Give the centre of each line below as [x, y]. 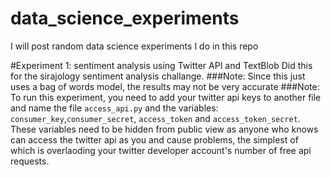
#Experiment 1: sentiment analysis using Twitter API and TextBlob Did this [161, 65]
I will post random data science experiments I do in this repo [134, 46]
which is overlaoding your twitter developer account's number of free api [161, 150]
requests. [30, 161]
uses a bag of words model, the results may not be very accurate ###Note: [165, 86]
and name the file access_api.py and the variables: [114, 108]
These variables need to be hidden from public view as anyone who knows [164, 129]
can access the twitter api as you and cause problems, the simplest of [154, 139]
